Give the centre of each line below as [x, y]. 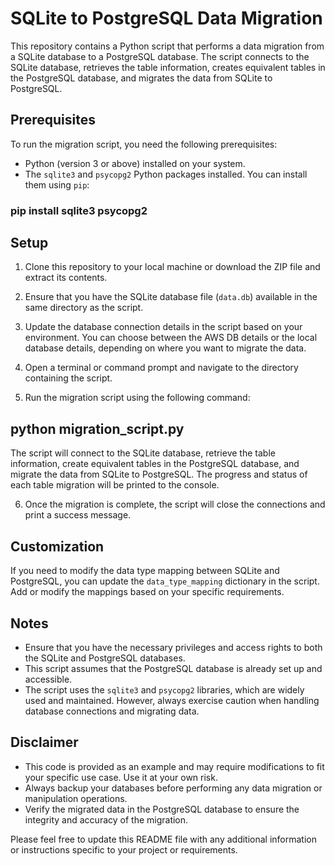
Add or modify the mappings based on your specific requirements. [147, 592]
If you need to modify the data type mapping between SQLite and [145, 571]
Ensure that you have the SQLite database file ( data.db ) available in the [171, 297]
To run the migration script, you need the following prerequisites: [144, 144]
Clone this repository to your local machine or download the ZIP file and [172, 267]
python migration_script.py [97, 428]
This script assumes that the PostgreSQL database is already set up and [173, 668]
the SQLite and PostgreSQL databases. [105, 658]
